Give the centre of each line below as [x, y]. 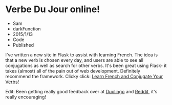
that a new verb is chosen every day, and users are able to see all [74, 60]
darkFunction [27, 28]
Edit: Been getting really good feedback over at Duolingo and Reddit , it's [81, 91]
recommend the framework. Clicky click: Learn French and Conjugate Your [84, 76]
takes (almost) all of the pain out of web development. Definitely [73, 71]
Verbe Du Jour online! [53, 9]
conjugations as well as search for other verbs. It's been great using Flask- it [86, 65]
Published [23, 45]
